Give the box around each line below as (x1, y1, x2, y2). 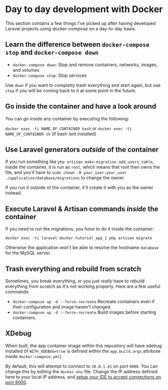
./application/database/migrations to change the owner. (5, 175, 125, 181)
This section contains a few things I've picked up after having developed (5, 20, 156, 26)
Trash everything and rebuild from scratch (5, 264, 141, 273)
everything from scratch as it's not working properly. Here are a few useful (5, 283, 160, 289)
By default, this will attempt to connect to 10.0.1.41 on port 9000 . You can (5, 363, 158, 369)
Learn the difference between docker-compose (5, 40, 150, 49)
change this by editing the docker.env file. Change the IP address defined (5, 368, 158, 374)
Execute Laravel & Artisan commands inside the (5, 205, 159, 213)
